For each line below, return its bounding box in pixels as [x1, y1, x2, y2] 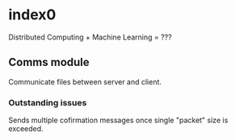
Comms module [8, 56, 91, 69]
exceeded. [8, 124, 44, 134]
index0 [8, 6, 57, 24]
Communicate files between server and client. [8, 76, 162, 86]
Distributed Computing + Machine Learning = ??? [8, 32, 172, 42]
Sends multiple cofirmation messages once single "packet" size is [8, 115, 229, 126]
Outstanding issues [8, 97, 87, 108]
